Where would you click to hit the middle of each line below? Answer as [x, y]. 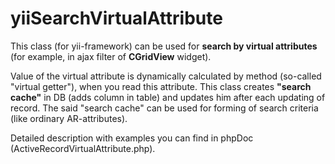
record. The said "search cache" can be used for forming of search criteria [164, 108]
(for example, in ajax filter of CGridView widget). [111, 56]
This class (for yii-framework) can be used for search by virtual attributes [164, 46]
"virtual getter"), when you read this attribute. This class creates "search [161, 86]
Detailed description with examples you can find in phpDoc [132, 138]
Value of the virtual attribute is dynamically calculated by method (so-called [166, 76]
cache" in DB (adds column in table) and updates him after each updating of [168, 97]
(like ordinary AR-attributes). [69, 118]
